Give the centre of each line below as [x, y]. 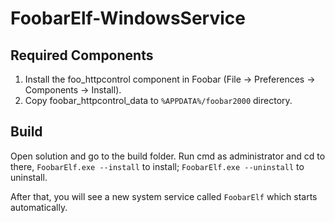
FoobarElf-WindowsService [128, 18]
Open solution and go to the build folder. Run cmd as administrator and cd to [168, 156]
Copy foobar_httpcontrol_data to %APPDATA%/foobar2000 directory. [158, 100]
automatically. [39, 207]
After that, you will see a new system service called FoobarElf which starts [164, 196]
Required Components [82, 55]
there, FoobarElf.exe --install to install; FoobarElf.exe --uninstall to [157, 166]
